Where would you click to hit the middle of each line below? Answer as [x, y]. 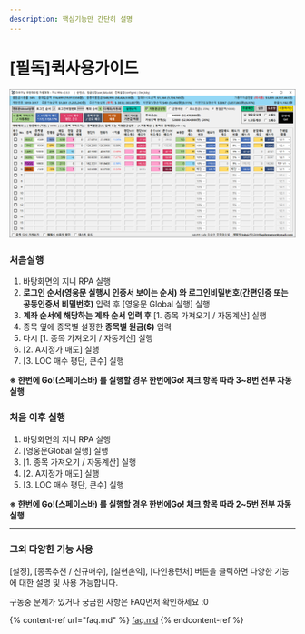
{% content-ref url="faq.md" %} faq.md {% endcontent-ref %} [127, 619]
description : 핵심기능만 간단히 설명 [71, 19]
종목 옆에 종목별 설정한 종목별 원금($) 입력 [97, 327]
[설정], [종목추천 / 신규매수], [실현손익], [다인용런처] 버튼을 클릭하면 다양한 [141, 571]
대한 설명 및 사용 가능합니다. [69, 582]
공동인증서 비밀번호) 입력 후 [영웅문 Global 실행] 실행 [116, 304]
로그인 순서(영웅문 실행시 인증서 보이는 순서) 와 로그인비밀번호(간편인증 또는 [155, 293]
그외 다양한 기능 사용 [51, 549]
